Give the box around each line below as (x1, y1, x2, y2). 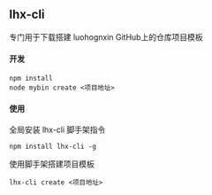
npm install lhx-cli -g (9, 142, 97, 152)
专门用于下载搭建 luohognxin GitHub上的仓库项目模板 (9, 31, 203, 43)
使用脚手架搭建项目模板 (9, 159, 95, 169)
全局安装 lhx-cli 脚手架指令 (9, 124, 106, 136)
